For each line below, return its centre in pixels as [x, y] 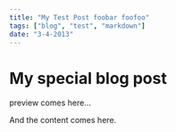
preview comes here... [50, 103]
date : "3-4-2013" [42, 34]
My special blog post [88, 78]
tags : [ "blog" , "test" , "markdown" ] [77, 26]
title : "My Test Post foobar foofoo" [80, 17]
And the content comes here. [63, 120]
